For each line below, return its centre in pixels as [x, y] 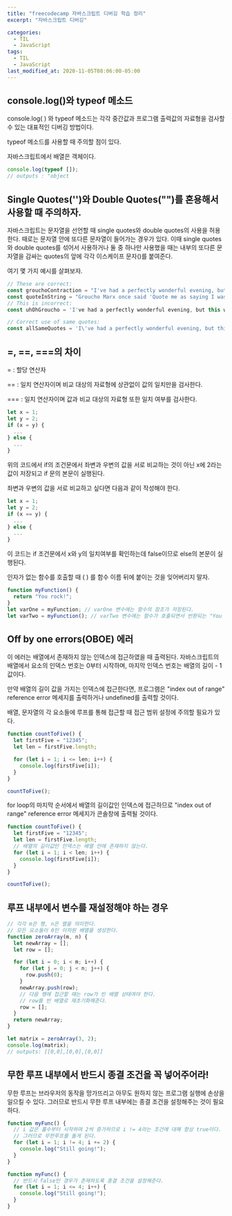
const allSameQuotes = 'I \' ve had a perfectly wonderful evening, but [111, 329]
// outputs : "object [38, 176]
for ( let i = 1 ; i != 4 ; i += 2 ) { [65, 1143]
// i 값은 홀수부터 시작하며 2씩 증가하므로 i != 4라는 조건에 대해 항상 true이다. [117, 1130]
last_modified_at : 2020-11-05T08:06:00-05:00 [74, 71]
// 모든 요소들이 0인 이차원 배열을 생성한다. [63, 930]
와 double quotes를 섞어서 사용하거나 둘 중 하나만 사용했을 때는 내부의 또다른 [111, 247]
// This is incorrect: [40, 303]
